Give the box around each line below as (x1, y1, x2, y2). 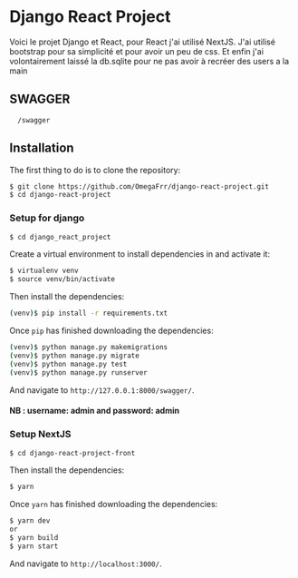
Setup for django (9, 211, 85, 224)
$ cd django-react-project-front (9, 448, 136, 457)
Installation (9, 141, 74, 156)
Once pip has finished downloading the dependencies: (9, 325, 215, 337)
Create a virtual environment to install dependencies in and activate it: (9, 249, 270, 260)
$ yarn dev (9, 516, 51, 525)
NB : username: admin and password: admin (9, 406, 179, 416)
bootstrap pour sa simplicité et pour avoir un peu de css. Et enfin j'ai (9, 45, 264, 56)
